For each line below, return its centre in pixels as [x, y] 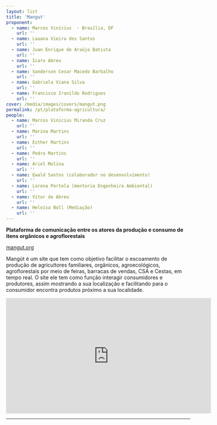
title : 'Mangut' [26, 17]
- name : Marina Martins [40, 132]
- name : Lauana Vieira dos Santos [53, 39]
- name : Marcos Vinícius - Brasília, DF [63, 28]
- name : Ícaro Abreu [36, 60]
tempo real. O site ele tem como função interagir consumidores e [85, 277]
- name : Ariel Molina [38, 164]
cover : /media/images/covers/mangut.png [56, 104]
